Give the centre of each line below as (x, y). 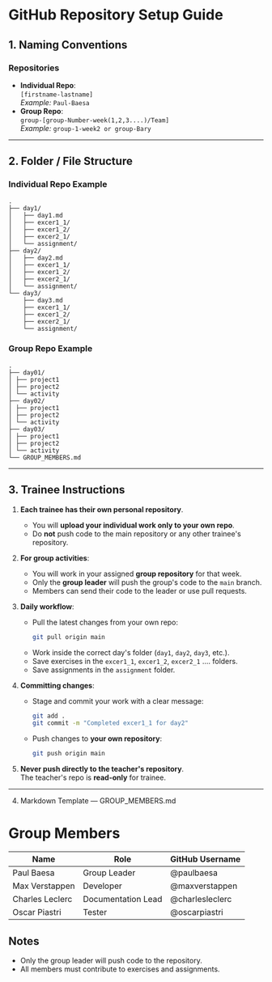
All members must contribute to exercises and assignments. (120, 969)
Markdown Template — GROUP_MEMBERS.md (98, 801)
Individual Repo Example (58, 184)
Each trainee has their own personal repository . (102, 509)
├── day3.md (43, 300)
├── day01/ (27, 372)
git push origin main (68, 754)
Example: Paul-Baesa (55, 102)
